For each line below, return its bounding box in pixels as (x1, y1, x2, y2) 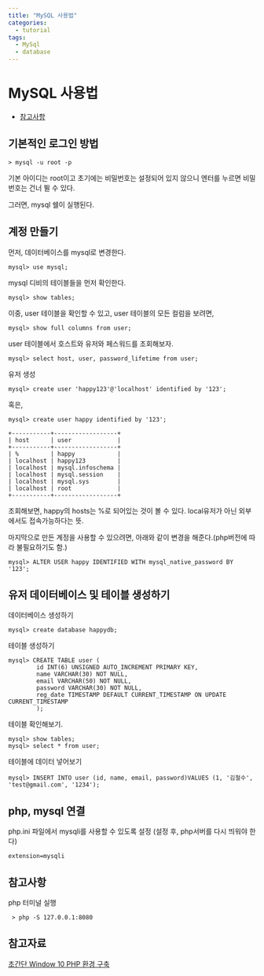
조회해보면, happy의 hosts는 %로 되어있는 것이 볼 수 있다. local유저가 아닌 (8, 506, 237, 515)
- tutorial (15, 26, 51, 34)
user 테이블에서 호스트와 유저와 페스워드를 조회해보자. (8, 339, 174, 348)
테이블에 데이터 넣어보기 (8, 757, 82, 767)
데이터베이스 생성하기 (8, 610, 74, 620)
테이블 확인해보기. (8, 720, 64, 729)
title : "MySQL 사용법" (8, 11, 78, 20)
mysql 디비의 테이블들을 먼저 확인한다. (8, 278, 126, 287)
